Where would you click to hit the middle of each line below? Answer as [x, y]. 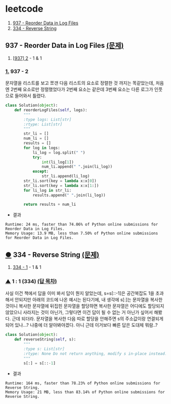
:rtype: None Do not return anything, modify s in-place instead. [95, 354]
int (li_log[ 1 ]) [58, 162]
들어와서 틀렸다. [30, 96]
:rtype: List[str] [43, 124]
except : [41, 172]
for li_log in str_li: [48, 190]
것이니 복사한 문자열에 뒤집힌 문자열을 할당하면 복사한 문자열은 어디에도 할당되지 [85, 306]
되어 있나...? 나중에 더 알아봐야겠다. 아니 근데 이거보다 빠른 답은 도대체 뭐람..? [81, 325]
